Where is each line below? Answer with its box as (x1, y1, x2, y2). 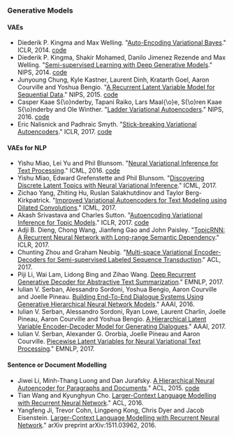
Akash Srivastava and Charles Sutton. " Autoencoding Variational (17, 211, 203, 219)
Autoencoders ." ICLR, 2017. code (17, 128, 112, 136)
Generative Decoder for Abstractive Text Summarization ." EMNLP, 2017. (17, 278, 224, 286)
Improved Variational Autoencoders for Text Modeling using (55, 196, 227, 205)
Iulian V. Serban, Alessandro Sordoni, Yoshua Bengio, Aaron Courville (17, 285, 217, 293)
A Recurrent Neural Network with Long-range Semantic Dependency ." (17, 233, 220, 242)
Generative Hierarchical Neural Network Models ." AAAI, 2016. (17, 300, 195, 309)
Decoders (17, 256, 46, 264)
